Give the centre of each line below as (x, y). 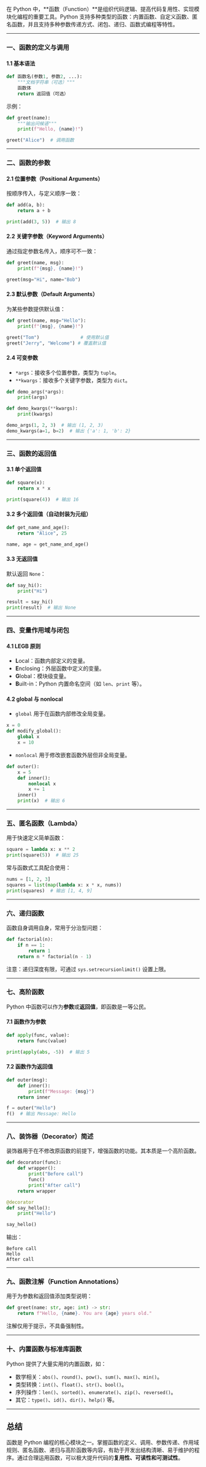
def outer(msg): (27, 1080)
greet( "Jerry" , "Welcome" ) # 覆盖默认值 (56, 343)
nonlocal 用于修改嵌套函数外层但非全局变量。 (73, 755)
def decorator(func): (34, 1163)
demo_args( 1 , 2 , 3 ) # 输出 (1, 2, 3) (55, 425)
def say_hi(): (25, 585)
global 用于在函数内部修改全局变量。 (62, 714)
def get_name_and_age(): (38, 527)
